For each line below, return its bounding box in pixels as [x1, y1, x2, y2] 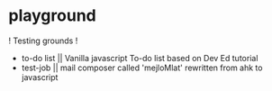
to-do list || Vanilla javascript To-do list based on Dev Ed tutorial [21, 52, 258, 63]
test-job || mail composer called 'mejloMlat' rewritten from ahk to [21, 62, 263, 73]
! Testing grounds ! [8, 35, 78, 46]
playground [8, 5, 96, 26]
